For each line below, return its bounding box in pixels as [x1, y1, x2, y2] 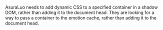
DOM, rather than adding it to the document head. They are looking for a [5, 9, 154, 15]
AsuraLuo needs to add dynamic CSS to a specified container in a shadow [5, 4, 158, 10]
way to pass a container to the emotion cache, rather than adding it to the [5, 15, 156, 20]
